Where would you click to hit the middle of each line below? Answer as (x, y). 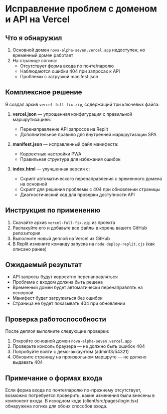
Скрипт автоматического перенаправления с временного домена (91, 178)
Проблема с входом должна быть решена (58, 282)
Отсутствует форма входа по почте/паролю (67, 66)
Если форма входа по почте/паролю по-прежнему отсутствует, (73, 390)
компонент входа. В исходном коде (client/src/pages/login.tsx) (72, 401)
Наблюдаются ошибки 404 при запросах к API (70, 71)
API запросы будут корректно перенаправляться (65, 277)
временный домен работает (43, 55)
